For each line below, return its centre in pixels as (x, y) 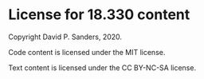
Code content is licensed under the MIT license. (87, 52)
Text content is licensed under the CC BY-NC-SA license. (102, 67)
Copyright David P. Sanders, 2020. (65, 37)
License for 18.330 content (99, 15)
